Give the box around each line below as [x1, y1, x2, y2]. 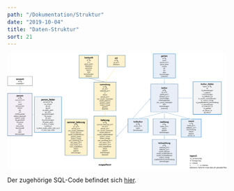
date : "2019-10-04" [7, 18, 64, 26]
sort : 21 [7, 33, 33, 40]
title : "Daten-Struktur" [7, 26, 79, 33]
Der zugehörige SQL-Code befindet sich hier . [7, 176, 137, 184]
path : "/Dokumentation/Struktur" [7, 11, 104, 18]
